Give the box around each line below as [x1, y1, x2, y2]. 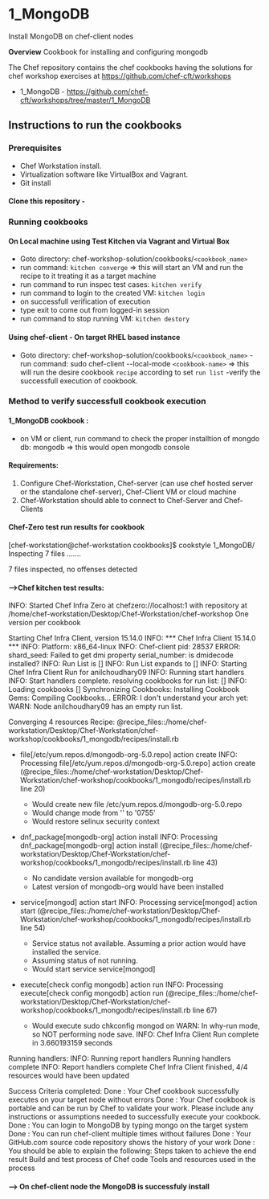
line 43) [192, 857, 218, 868]
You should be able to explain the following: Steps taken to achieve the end [8, 1146, 257, 1156]
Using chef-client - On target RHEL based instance [8, 332, 181, 342]
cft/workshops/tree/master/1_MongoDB [19, 95, 151, 104]
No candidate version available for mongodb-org [31, 874, 194, 883]
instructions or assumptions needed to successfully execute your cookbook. [8, 1112, 261, 1122]
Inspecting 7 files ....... [8, 549, 82, 559]
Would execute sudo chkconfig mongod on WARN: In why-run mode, [31, 1021, 261, 1031]
